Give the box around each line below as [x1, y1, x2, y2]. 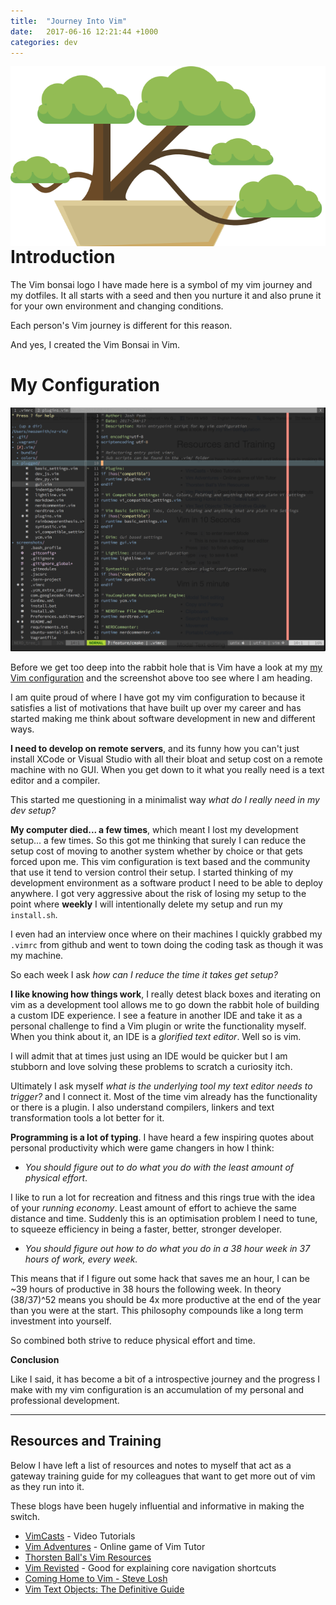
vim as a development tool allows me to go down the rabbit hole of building [10, 998, 320, 1010]
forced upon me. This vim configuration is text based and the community [10, 855, 311, 867]
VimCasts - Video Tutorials [24, 1530, 136, 1542]
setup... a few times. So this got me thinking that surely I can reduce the [10, 834, 307, 846]
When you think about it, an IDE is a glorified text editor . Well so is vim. [10, 1030, 302, 1042]
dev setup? [10, 804, 57, 816]
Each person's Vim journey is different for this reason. [10, 320, 233, 332]
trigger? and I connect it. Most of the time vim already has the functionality [10, 1090, 318, 1102]
